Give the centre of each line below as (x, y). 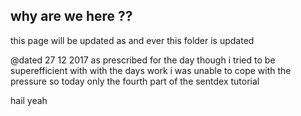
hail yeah (29, 100)
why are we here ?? (71, 16)
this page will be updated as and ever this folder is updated (132, 40)
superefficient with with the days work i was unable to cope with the (151, 70)
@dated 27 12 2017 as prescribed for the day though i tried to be (143, 60)
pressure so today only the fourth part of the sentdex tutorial (135, 81)
